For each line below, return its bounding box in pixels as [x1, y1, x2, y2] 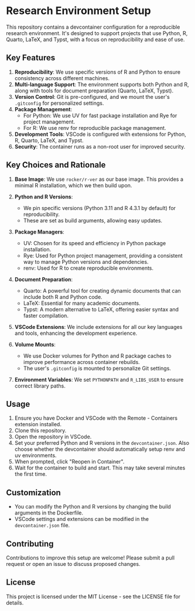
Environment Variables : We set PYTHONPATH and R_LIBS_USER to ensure [14, 376, 184, 383]
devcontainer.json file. [14, 522, 70, 529]
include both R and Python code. [23, 293, 102, 300]
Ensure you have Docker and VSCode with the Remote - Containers [14, 414, 177, 422]
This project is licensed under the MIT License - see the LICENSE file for [6, 593, 180, 600]
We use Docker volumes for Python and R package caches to [23, 352, 172, 359]
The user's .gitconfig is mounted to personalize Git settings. [23, 365, 172, 372]
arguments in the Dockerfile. [14, 509, 84, 516]
